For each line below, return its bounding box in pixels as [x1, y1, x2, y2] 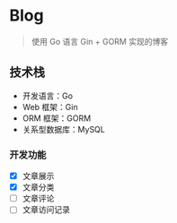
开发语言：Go [22, 90, 74, 101]
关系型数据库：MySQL [22, 124, 105, 134]
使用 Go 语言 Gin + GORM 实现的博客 [31, 36, 169, 47]
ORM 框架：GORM [22, 113, 92, 124]
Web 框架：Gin [22, 101, 78, 112]
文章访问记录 [22, 204, 70, 215]
